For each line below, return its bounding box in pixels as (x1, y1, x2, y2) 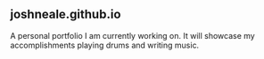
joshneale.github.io (10, 7, 121, 22)
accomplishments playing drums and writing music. (10, 40, 200, 50)
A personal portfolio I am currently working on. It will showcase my (10, 30, 255, 41)
